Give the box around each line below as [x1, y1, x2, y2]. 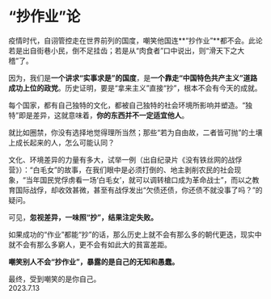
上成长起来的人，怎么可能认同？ [8, 137, 115, 147]
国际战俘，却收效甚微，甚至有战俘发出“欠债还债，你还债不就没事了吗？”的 [15, 185, 263, 195]
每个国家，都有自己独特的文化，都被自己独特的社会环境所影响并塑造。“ [8, 100, 246, 110]
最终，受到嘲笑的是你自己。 [8, 274, 101, 284]
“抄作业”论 [8, 7, 81, 26]
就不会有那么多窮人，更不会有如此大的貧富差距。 [8, 239, 171, 249]
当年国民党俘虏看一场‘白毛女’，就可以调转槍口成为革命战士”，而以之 [25, 175, 252, 184]
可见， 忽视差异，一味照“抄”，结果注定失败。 [8, 212, 159, 222]
